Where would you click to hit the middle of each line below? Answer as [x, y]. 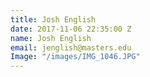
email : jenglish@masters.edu [71, 47]
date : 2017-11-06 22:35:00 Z [71, 29]
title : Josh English [53, 19]
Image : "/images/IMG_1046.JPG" [75, 57]
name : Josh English [51, 38]
